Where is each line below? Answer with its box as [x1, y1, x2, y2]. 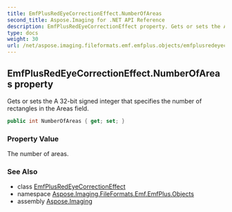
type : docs [7, 29, 39, 37]
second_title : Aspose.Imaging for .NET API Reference [7, 17, 166, 23]
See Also [7, 166, 38, 176]
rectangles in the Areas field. [7, 104, 89, 113]
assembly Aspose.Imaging [17, 197, 93, 206]
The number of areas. [7, 149, 69, 157]
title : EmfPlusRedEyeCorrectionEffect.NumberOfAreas [7, 10, 162, 17]
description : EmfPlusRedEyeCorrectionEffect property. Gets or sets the [7, 23, 221, 30]
